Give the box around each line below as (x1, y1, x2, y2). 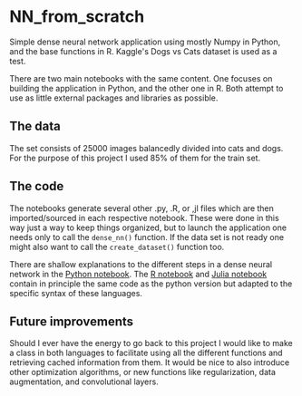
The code (9, 179, 64, 194)
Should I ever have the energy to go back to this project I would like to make (9, 338, 293, 349)
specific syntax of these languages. (9, 287, 143, 298)
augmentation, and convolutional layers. (9, 376, 159, 387)
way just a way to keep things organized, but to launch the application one (9, 222, 287, 233)
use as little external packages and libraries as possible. (9, 92, 219, 103)
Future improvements (9, 314, 134, 329)
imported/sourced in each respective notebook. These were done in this (9, 212, 279, 223)
